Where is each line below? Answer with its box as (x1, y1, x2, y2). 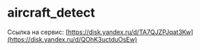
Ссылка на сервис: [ (7, 28, 69, 36)
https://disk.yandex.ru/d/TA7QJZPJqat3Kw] (67, 28, 194, 36)
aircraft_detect (7, 5, 95, 21)
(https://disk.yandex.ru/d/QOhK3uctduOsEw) (7, 35, 138, 43)
